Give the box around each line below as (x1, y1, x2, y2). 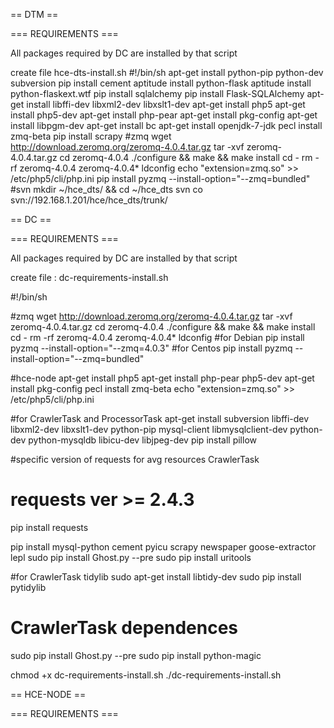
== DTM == (10, 9, 59, 20)
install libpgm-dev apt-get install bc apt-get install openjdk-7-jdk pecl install (10, 120, 323, 131)
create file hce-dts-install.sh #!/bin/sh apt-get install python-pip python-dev (10, 67, 324, 78)
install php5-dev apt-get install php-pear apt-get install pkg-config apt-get (10, 109, 318, 121)
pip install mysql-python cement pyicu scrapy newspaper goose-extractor (10, 540, 317, 553)
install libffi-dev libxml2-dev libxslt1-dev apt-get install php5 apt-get (26, 99, 306, 110)
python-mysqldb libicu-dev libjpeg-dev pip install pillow (28, 434, 258, 446)
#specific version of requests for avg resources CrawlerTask (10, 454, 260, 465)
